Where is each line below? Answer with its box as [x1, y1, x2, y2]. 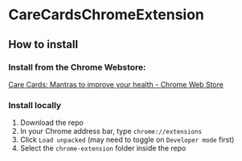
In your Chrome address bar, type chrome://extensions [19, 127, 203, 136]
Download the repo [19, 118, 84, 127]
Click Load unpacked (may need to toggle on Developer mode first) [19, 135, 235, 145]
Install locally [8, 99, 62, 111]
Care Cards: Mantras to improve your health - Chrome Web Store [8, 79, 224, 89]
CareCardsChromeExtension [8, 6, 205, 24]
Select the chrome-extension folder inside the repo [19, 143, 187, 153]
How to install [8, 38, 79, 51]
